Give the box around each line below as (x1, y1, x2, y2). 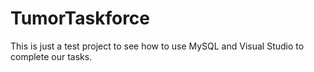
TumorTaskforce (10, 7, 151, 30)
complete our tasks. (10, 50, 93, 62)
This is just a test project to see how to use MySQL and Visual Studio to (10, 40, 305, 52)
